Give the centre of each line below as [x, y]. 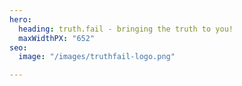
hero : [20, 19]
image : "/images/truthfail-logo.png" [97, 57]
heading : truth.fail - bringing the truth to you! [126, 29]
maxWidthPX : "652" [57, 38]
